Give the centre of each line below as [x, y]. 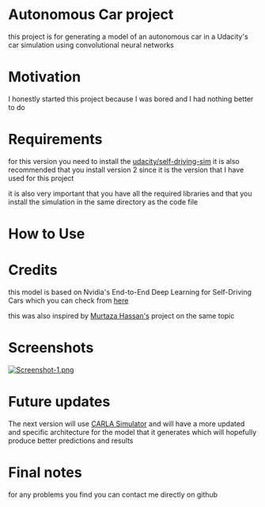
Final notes [45, 472]
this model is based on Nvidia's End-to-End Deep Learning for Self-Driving [130, 292]
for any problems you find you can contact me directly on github [113, 494]
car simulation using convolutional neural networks [91, 44]
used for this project [41, 178]
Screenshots [51, 348]
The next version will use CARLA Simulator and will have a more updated [127, 423]
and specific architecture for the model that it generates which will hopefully [132, 432]
